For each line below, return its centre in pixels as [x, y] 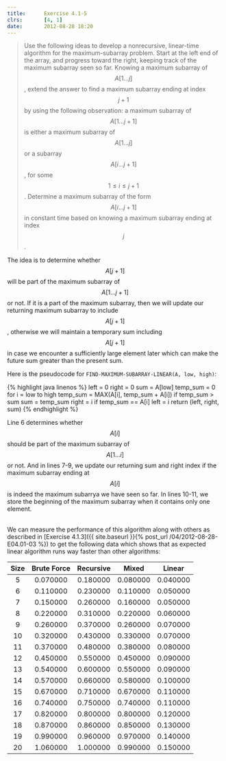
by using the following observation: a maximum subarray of [108, 111]
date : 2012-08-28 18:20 [50, 26]
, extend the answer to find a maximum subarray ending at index [115, 89]
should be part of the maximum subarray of [68, 444]
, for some [38, 175]
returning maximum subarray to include [63, 311]
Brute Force [51, 569]
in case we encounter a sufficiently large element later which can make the [113, 353]
